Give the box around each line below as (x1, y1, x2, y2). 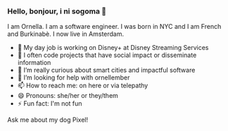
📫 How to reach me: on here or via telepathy (17, 81, 148, 90)
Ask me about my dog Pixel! (7, 116, 89, 124)
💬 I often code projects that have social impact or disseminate (17, 51, 197, 59)
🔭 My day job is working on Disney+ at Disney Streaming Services (17, 44, 209, 52)
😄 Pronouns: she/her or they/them (17, 92, 118, 100)
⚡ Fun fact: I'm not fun (17, 99, 82, 108)
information (17, 58, 51, 67)
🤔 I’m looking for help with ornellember (17, 73, 130, 82)
